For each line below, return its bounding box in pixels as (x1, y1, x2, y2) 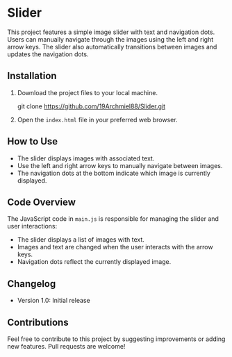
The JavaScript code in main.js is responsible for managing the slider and (7, 215, 219, 223)
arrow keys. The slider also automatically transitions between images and (7, 42, 217, 51)
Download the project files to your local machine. (17, 88, 158, 97)
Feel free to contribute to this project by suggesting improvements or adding (7, 335, 226, 343)
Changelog (7, 278, 56, 290)
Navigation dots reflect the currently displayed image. (17, 258, 172, 266)
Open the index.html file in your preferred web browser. (17, 115, 179, 124)
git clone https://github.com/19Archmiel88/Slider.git (17, 102, 165, 110)
